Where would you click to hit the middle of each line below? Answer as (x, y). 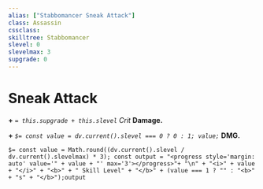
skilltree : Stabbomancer (49, 37)
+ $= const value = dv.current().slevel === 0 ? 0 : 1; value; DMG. (124, 135)
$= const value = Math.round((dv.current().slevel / (96, 150)
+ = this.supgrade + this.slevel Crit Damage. (85, 120)
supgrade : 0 (28, 60)
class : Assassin (35, 23)
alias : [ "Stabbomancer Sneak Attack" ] (72, 15)
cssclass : (24, 30)
